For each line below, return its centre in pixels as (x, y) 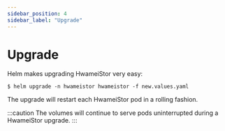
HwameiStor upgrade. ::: (42, 121)
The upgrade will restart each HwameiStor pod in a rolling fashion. (103, 100)
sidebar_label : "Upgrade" (45, 20)
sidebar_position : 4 (37, 14)
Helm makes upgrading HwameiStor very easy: (75, 74)
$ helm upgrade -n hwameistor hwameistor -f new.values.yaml (98, 87)
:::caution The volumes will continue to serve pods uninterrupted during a (113, 113)
